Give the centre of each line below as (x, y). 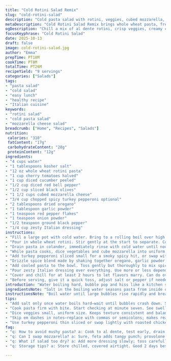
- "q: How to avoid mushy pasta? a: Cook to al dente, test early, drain (85, 332)
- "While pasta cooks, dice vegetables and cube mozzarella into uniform (85, 252)
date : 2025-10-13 (24, 39)
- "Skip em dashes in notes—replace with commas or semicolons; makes (82, 318)
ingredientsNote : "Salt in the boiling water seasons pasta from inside (84, 289)
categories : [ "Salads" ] (31, 76)
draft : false (19, 43)
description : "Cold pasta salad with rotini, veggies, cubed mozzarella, (85, 19)
